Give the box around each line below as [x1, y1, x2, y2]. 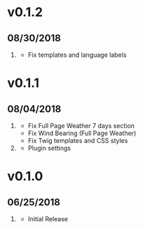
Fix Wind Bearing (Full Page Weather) [27, 129, 137, 137]
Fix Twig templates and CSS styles [27, 137, 128, 144]
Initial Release [27, 215, 69, 223]
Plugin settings [27, 144, 71, 152]
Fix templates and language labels [27, 50, 127, 59]
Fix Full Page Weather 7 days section [27, 122, 135, 130]
